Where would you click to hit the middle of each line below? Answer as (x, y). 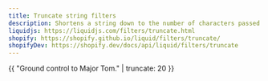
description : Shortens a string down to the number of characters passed (134, 23)
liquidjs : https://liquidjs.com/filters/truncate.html (102, 30)
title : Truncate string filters (62, 16)
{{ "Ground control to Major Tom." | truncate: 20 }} (91, 68)
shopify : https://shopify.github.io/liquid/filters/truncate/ (114, 38)
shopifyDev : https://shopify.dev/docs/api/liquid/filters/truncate (124, 46)
